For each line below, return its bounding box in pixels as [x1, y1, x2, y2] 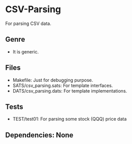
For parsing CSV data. [5, 20, 52, 26]
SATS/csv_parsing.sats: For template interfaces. [12, 82, 113, 89]
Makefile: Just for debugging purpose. [12, 77, 93, 83]
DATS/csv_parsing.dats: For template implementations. [12, 88, 127, 94]
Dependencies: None [5, 131, 74, 139]
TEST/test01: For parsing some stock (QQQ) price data [12, 116, 127, 122]
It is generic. [12, 48, 39, 54]
